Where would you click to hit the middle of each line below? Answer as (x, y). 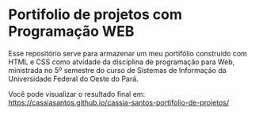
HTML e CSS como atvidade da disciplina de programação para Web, (122, 62)
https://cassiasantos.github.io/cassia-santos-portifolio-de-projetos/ (119, 102)
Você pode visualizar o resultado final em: (77, 94)
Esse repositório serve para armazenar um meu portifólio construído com (128, 53)
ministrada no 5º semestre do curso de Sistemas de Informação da (118, 70)
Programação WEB (71, 31)
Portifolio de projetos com (95, 15)
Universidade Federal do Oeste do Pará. (73, 79)
